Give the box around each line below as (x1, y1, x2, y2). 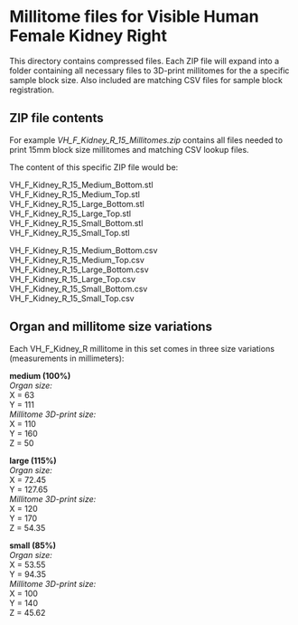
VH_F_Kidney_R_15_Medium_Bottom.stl (9, 179, 154, 190)
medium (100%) (9, 370, 71, 381)
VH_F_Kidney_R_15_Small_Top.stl (9, 227, 130, 238)
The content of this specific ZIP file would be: (9, 161, 179, 173)
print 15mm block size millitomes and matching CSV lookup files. (9, 144, 250, 155)
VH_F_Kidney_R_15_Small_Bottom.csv (9, 283, 148, 294)
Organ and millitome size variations (9, 319, 212, 335)
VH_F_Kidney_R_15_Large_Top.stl (9, 208, 132, 219)
